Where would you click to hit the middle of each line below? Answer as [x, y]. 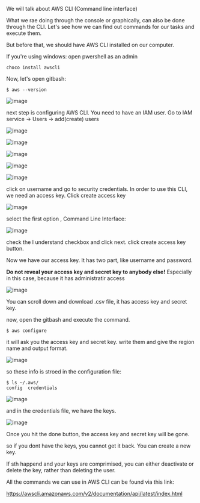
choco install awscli [33, 67]
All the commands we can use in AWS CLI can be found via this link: [90, 482]
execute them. [24, 33]
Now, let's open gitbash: [36, 79]
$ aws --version [26, 90]
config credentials [32, 388]
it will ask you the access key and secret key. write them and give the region [100, 342]
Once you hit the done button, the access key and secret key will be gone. [98, 434]
